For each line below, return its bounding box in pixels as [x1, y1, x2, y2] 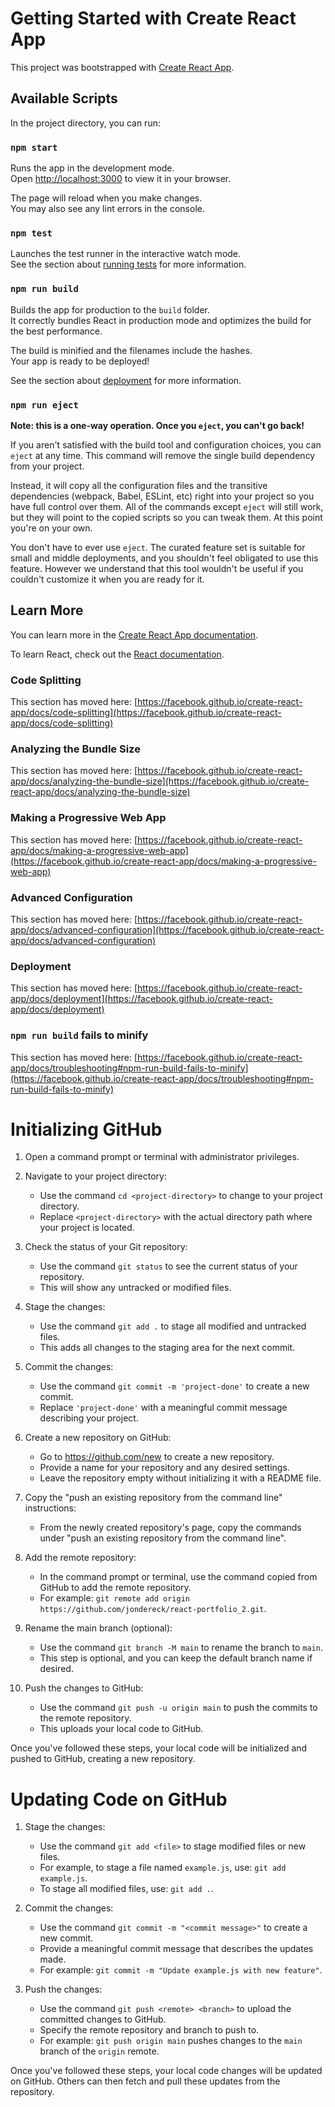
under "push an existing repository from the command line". [39, 1532, 287, 1544]
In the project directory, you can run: [10, 117, 161, 129]
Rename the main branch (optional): [24, 1622, 173, 1634]
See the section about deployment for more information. [10, 374, 242, 386]
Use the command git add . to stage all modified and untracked [39, 1320, 307, 1332]
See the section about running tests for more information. [10, 258, 247, 271]
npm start [10, 142, 58, 153]
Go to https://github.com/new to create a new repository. [39, 1451, 275, 1463]
